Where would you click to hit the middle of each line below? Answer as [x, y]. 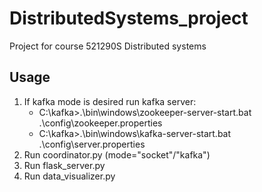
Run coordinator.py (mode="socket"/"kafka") [117, 154]
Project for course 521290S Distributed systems [108, 46]
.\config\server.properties [92, 144]
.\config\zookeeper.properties [100, 123]
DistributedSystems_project [129, 18]
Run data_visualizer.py [69, 176]
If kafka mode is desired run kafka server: [110, 101]
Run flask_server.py [64, 165]
